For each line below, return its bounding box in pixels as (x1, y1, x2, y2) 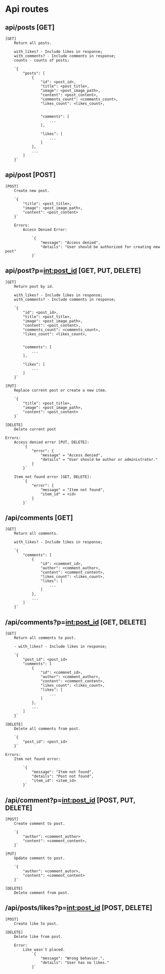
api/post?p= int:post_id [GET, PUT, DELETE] (5, 266, 141, 275)
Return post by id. (14, 284, 54, 289)
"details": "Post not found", (31, 774, 94, 779)
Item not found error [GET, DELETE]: (14, 474, 92, 479)
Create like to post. (14, 921, 58, 926)
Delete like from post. (14, 934, 63, 939)
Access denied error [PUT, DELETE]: (14, 440, 90, 444)
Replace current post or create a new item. (14, 388, 107, 393)
